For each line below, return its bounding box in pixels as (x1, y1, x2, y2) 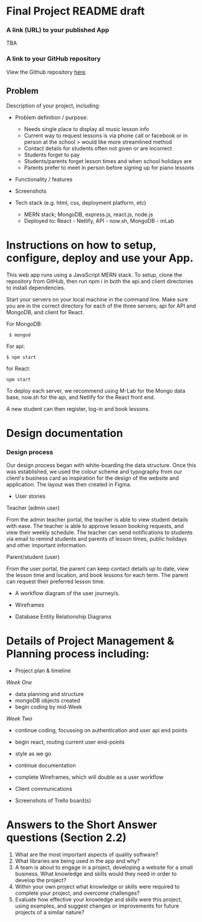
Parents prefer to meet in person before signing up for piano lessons (24, 164, 194, 171)
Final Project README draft (6, 4, 145, 18)
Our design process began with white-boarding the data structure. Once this (6, 462, 197, 469)
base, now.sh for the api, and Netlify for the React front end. (6, 393, 156, 401)
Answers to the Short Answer (6, 818, 157, 832)
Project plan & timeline (14, 666, 71, 674)
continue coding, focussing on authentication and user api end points (14, 726, 188, 733)
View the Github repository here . (6, 68, 87, 76)
